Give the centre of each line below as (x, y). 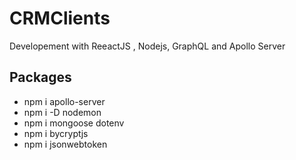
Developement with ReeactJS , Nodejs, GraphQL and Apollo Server (147, 46)
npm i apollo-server (64, 101)
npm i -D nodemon (62, 112)
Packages (40, 77)
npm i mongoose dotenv (74, 123)
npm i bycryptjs (56, 133)
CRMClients (60, 18)
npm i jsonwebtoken (65, 144)
